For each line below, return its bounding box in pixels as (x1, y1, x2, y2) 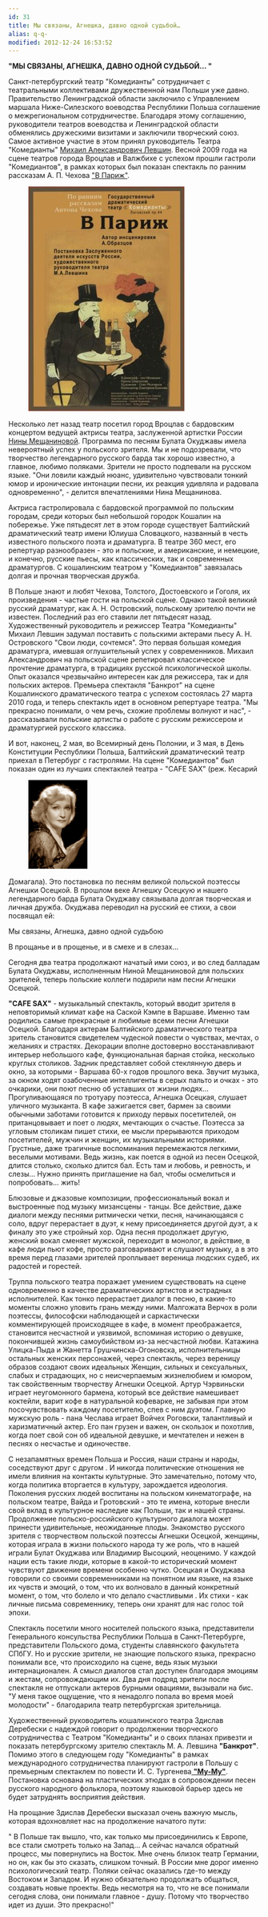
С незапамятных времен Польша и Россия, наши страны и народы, (8, 1454, 240, 1464)
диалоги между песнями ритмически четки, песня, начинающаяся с (8, 1210, 244, 1220)
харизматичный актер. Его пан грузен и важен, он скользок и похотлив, (8, 1422, 254, 1432)
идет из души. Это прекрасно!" (8, 1900, 114, 1910)
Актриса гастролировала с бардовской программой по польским (8, 503, 234, 513)
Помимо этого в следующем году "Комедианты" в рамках (8, 1749, 210, 1760)
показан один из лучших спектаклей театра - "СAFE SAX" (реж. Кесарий (8, 764, 258, 774)
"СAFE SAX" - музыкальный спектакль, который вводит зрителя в (8, 999, 236, 1008)
